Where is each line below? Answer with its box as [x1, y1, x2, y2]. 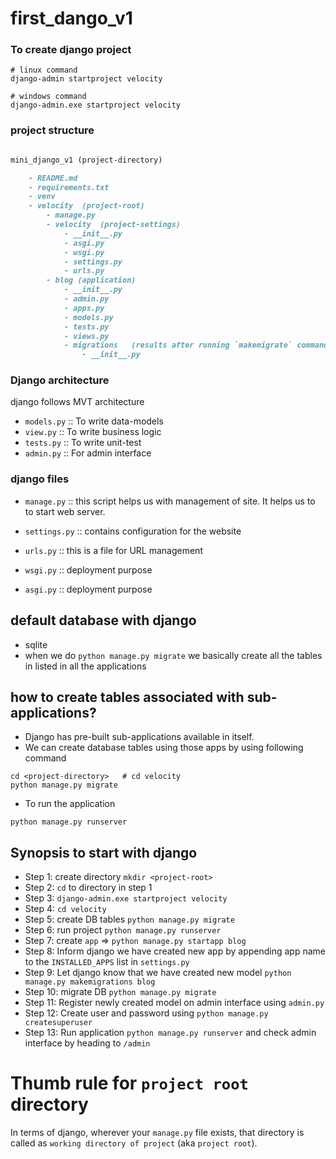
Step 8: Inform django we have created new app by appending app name [24, 945, 326, 957]
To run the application [24, 798, 116, 810]
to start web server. [24, 505, 106, 517]
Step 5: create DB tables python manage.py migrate [24, 913, 235, 926]
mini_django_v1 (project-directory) [10, 155, 163, 165]
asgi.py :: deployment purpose [24, 583, 153, 595]
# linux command [10, 65, 78, 76]
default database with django [10, 612, 197, 629]
